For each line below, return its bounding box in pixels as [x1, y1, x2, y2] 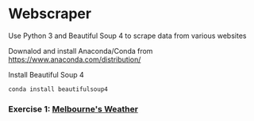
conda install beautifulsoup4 [8, 85, 109, 93]
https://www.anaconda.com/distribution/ [8, 55, 141, 64]
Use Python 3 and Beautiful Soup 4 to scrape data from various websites [8, 31, 247, 40]
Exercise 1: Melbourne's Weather [8, 104, 139, 115]
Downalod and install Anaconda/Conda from [8, 46, 153, 55]
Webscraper [8, 5, 92, 23]
